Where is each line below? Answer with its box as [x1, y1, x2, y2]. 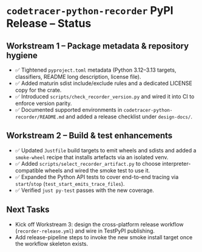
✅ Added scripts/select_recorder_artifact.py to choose [15, 160, 161, 167]
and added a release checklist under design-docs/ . [66, 113, 193, 120]
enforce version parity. [15, 100, 72, 107]
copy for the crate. [15, 86, 62, 94]
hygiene [6, 50, 38, 61]
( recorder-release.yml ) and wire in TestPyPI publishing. [15, 227, 155, 234]
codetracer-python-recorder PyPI [6, 4, 174, 18]
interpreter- [161, 160, 191, 167]
